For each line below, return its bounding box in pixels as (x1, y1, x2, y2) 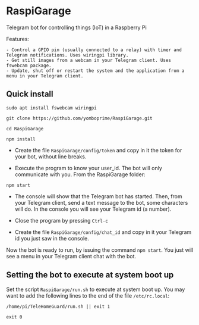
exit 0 (6, 314, 23, 320)
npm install (6, 136, 36, 142)
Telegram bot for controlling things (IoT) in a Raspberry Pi (6, 24, 147, 31)
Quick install (6, 89, 53, 99)
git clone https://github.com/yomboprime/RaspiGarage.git (6, 115, 153, 121)
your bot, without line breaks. (14, 153, 87, 160)
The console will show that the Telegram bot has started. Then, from (14, 192, 182, 200)
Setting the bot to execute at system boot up (6, 270, 174, 280)
